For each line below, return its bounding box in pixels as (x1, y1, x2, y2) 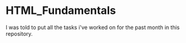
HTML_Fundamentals (5, 4, 116, 18)
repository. (5, 30, 33, 37)
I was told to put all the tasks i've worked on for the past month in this (5, 24, 180, 31)
